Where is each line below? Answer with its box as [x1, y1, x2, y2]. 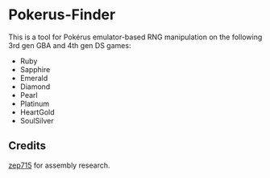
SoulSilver [19, 115, 54, 125]
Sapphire [19, 64, 51, 74]
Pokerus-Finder [8, 6, 116, 24]
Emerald [19, 73, 48, 83]
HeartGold [19, 107, 55, 117]
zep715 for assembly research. [8, 160, 110, 170]
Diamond [19, 82, 51, 91]
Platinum [19, 99, 50, 108]
